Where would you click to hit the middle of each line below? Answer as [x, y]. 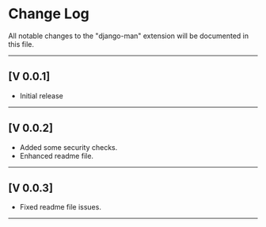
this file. [21, 44]
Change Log [49, 14]
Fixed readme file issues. [60, 207]
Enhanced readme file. [56, 156]
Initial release [41, 95]
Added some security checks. [68, 147]
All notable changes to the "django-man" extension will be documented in [129, 36]
